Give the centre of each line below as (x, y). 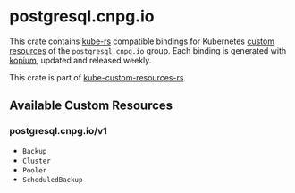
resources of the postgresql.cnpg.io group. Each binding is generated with (148, 50)
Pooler (34, 170)
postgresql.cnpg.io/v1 (58, 131)
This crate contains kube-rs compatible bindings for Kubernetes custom (142, 41)
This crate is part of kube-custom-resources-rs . (97, 77)
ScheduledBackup (52, 180)
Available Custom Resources (91, 106)
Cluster (36, 161)
